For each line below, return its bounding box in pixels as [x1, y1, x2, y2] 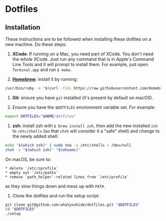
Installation [5, 23, 41, 32]
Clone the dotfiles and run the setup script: [12, 192, 100, 198]
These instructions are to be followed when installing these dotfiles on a [5, 36, 152, 42]
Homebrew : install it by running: [12, 76, 78, 82]
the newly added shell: [12, 133, 58, 139]
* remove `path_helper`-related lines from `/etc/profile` [5, 174, 129, 180]
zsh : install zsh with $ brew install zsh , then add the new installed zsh [12, 122, 158, 129]
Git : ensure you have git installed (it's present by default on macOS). [12, 95, 154, 101]
